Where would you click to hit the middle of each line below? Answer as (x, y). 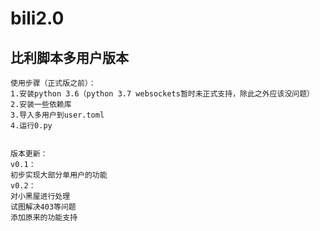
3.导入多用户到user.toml (57, 115)
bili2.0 (37, 18)
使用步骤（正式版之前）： (53, 83)
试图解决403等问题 (43, 207)
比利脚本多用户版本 (69, 57)
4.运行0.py (31, 126)
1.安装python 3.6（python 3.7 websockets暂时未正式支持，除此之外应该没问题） (162, 94)
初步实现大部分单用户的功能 (59, 175)
